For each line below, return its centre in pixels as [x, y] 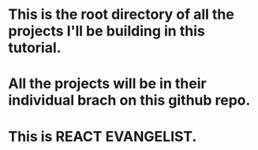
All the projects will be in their [107, 84]
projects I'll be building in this [107, 31]
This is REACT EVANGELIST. [103, 136]
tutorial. [35, 48]
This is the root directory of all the [121, 15]
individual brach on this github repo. [129, 101]
